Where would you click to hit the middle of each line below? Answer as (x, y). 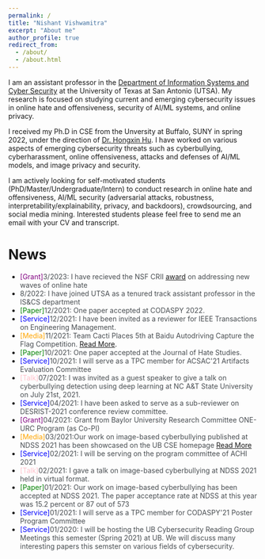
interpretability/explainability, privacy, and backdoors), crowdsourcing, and (130, 205)
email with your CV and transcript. (64, 222)
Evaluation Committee (55, 369)
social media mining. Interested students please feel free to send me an (125, 214)
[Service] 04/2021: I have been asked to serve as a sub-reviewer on (129, 403)
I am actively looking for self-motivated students (87, 180)
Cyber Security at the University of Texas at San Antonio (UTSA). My (120, 90)
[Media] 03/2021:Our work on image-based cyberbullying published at (134, 436)
